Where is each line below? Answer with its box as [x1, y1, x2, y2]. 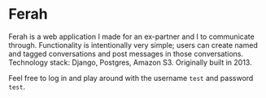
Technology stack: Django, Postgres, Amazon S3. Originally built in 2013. [8, 58, 252, 67]
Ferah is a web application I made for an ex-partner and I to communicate [8, 32, 255, 41]
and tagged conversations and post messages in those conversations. [8, 49, 244, 58]
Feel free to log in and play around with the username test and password [8, 73, 254, 83]
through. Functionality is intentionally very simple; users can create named [8, 40, 258, 49]
